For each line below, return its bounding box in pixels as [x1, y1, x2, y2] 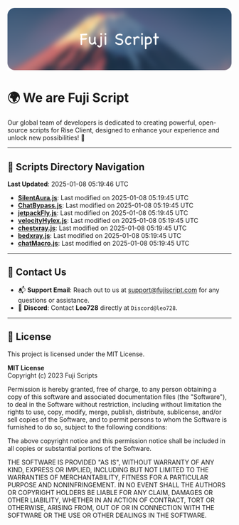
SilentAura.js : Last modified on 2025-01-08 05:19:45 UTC [17, 194, 189, 202]
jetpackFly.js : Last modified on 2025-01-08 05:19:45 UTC [17, 209, 188, 217]
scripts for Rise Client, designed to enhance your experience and [29, 126, 220, 135]
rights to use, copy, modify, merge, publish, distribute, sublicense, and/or [7, 407, 222, 416]
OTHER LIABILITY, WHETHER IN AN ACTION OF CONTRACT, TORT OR [7, 496, 215, 504]
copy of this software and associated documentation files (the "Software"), [7, 393, 228, 401]
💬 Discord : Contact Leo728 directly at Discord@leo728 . [17, 303, 178, 312]
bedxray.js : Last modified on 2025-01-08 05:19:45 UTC [17, 232, 181, 240]
